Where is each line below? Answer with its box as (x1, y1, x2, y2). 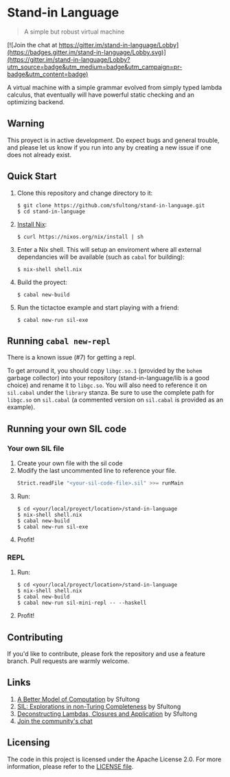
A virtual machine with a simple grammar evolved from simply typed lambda (7, 83, 222, 91)
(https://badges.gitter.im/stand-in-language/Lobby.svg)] (7, 48, 166, 56)
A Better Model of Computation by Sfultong (16, 695, 140, 703)
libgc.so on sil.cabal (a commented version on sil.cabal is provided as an (7, 396, 224, 404)
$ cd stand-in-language (16, 208, 86, 215)
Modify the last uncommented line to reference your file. (16, 467, 177, 475)
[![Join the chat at (7, 40, 58, 49)
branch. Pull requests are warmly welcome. (7, 657, 130, 665)
